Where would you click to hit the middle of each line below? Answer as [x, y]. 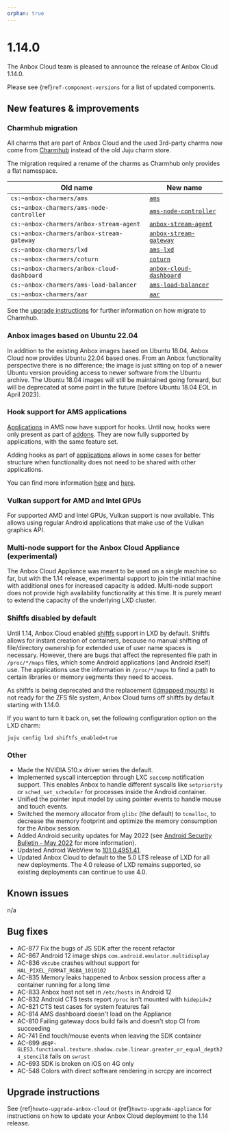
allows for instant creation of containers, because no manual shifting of [107, 640]
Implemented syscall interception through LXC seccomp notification [111, 777]
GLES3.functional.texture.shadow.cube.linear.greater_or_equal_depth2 [120, 1049]
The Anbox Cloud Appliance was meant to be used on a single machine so [112, 571]
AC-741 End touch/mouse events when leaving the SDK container [109, 1036]
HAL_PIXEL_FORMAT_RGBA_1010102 [62, 970]
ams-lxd [162, 250]
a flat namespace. [33, 171]
